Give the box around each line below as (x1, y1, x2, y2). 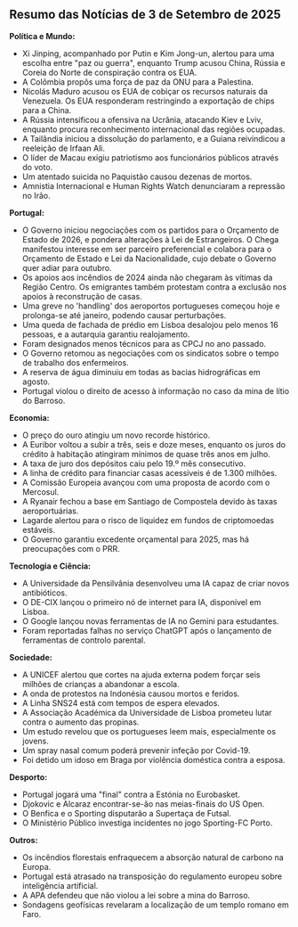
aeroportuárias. (21, 505, 79, 516)
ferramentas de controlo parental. (21, 635, 146, 645)
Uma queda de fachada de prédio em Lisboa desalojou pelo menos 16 (21, 319, 278, 330)
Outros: (9, 834, 38, 845)
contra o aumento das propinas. (21, 717, 140, 727)
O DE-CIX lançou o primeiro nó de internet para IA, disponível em (21, 596, 262, 607)
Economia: (9, 412, 51, 422)
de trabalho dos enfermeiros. (21, 357, 129, 368)
